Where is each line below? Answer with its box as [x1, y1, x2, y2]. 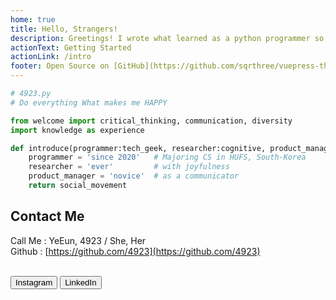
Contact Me [10, 208, 85, 225]
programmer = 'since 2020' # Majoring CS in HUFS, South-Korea [28, 152, 307, 163]
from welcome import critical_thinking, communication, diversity [10, 116, 293, 126]
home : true [10, 14, 56, 25]
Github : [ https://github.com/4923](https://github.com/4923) [10, 245, 261, 257]
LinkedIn [64, 277, 97, 288]
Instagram [15, 277, 53, 288]
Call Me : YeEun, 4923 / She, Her [10, 234, 147, 246]
